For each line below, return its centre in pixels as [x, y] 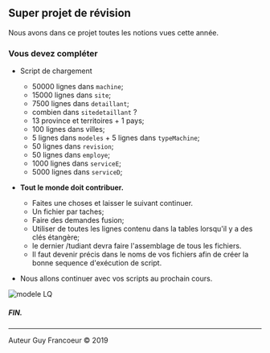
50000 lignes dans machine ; [78, 87]
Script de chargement [56, 71]
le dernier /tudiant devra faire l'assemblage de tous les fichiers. [137, 246]
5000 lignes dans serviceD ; [77, 172]
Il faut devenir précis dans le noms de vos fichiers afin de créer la [140, 254]
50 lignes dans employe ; [71, 155]
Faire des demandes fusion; [78, 220]
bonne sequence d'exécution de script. [97, 263]
